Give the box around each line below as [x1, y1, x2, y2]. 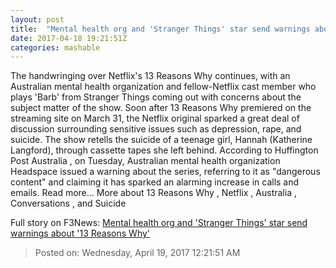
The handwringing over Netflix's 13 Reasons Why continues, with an [10, 70, 291, 82]
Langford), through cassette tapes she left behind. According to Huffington [10, 144, 319, 156]
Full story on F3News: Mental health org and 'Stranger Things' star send [10, 217, 308, 229]
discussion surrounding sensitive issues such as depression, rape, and [10, 123, 302, 135]
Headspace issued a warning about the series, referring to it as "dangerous [10, 166, 321, 178]
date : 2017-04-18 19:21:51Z [10, 33, 128, 43]
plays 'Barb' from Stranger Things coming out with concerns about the [10, 91, 302, 103]
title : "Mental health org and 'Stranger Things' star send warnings [10, 24, 311, 34]
